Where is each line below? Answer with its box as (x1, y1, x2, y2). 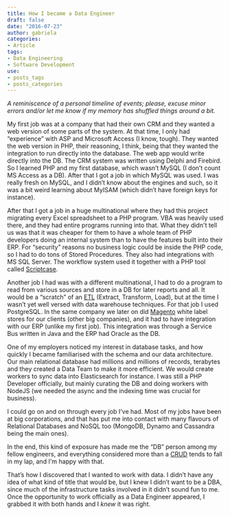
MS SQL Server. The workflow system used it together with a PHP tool (7, 257, 206, 266)
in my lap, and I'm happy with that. (7, 457, 104, 465)
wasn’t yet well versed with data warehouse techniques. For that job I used (7, 300, 218, 308)
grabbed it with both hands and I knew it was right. (7, 500, 151, 508)
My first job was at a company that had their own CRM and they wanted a (7, 120, 215, 128)
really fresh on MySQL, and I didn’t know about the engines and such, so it (7, 178, 218, 187)
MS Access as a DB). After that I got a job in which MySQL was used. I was (7, 171, 219, 180)
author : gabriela (7, 29, 57, 36)
